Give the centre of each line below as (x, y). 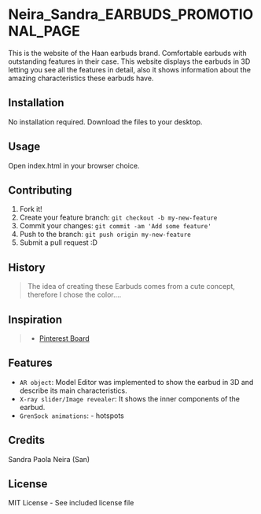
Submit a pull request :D (59, 242)
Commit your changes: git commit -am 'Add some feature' (116, 226)
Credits (27, 440)
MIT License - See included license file (71, 503)
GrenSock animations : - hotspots (72, 416)
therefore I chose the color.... (74, 295)
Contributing (40, 190)
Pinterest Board (64, 338)
